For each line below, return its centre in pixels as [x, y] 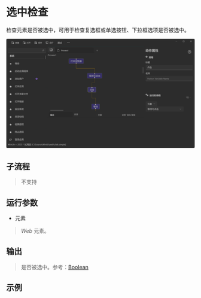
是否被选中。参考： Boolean [54, 267]
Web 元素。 [35, 230]
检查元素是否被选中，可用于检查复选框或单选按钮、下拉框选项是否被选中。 [98, 30]
